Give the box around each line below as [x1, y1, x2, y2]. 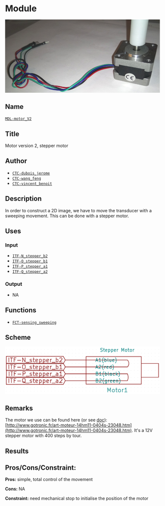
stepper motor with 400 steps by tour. [5, 432, 82, 439]
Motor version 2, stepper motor [5, 143, 69, 149]
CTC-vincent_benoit [12, 181, 53, 186]
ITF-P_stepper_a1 [12, 264, 48, 269]
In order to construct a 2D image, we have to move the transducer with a [5, 207, 152, 213]
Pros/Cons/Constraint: [5, 463, 76, 472]
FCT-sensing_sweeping [12, 320, 56, 325]
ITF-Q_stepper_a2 [12, 269, 48, 275]
